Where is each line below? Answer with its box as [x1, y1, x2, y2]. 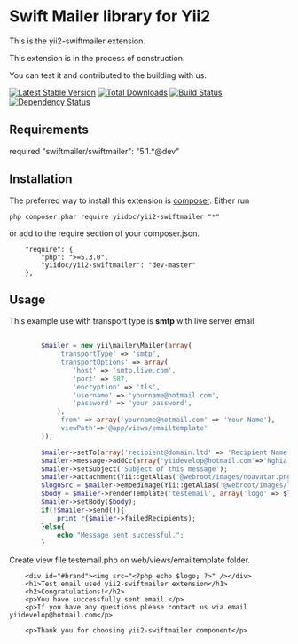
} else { [41, 522, 66, 531]
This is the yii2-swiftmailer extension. [9, 35, 146, 46]
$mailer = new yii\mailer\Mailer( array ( [41, 342, 192, 350]
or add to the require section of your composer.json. [9, 228, 200, 239]
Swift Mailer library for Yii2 [9, 6, 211, 27]
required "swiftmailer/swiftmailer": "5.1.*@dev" [9, 145, 180, 156]
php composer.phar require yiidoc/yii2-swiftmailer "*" [9, 212, 220, 221]
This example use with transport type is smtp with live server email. [9, 316, 257, 326]
